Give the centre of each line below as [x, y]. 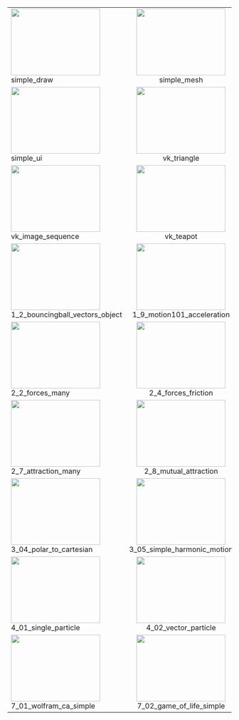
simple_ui [27, 158]
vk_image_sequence [45, 236]
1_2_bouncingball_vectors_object [67, 314]
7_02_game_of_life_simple [181, 706]
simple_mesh [181, 80]
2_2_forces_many [41, 393]
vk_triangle [181, 158]
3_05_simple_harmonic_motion [181, 549]
